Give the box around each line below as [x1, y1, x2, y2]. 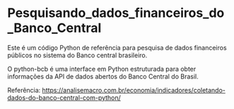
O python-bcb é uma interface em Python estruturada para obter [7, 64, 197, 73]
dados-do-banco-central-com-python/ [7, 93, 122, 102]
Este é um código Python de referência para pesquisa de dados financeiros [7, 43, 228, 52]
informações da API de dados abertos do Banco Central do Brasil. [7, 72, 199, 81]
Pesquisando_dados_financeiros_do [7, 5, 225, 21]
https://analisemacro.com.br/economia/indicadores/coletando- [42, 86, 226, 94]
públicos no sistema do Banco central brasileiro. [7, 51, 148, 59]
